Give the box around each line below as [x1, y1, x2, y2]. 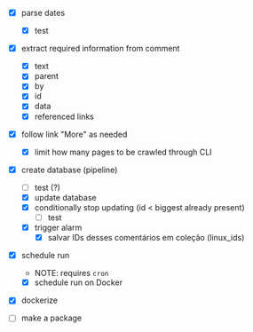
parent [34, 71, 59, 82]
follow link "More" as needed [20, 129, 128, 139]
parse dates [20, 8, 66, 18]
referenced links [34, 111, 94, 122]
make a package [20, 312, 83, 323]
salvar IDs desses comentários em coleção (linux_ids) [47, 233, 245, 243]
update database [34, 192, 97, 202]
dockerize [20, 295, 59, 305]
